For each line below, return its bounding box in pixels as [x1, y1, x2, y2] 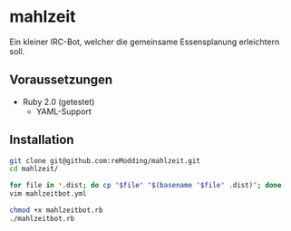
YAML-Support [35, 106, 92, 117]
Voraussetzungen [9, 72, 113, 88]
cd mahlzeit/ [9, 165, 59, 174]
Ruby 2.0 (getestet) [22, 96, 95, 107]
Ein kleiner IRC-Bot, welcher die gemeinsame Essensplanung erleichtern [9, 36, 280, 47]
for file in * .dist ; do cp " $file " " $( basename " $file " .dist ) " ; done [9, 181, 282, 190]
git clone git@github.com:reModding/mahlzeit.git [9, 156, 201, 165]
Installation [9, 132, 74, 148]
